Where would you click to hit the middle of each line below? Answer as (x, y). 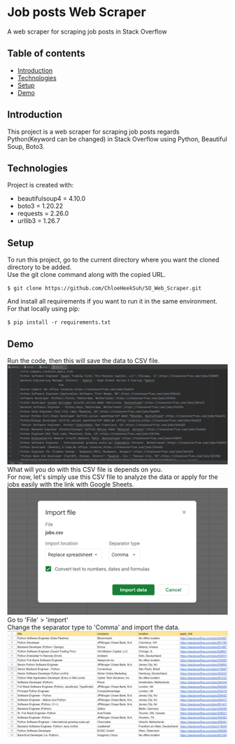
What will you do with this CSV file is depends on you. (85, 470)
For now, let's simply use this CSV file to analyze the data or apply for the (113, 477)
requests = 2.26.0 (43, 213)
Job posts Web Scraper (77, 12)
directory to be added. (40, 267)
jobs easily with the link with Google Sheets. (71, 485)
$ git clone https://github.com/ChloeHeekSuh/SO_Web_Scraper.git (104, 288)
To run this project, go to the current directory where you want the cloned (113, 260)
